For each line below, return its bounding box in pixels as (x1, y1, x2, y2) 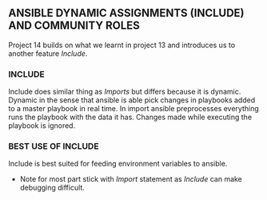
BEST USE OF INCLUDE (8, 141, 99, 152)
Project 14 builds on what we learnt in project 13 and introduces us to (8, 40, 236, 50)
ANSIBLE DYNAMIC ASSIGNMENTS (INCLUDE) (8, 6, 245, 20)
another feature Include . (8, 48, 88, 58)
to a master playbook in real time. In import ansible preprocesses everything (8, 104, 260, 114)
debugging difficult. (19, 183, 86, 193)
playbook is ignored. (8, 121, 76, 130)
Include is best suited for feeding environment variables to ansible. (8, 159, 228, 169)
